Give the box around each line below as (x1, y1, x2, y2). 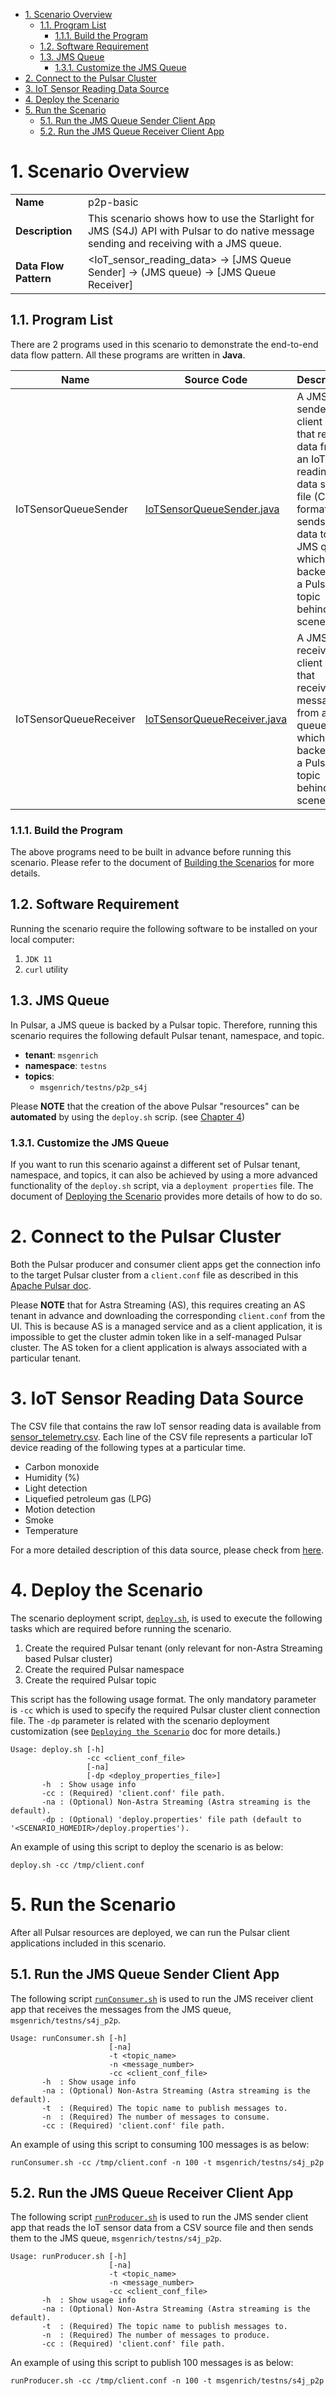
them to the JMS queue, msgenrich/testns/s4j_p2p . (10, 2232, 222, 2244)
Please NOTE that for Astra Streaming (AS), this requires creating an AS (10, 1299, 306, 1311)
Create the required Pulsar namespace (24, 1663, 185, 1675)
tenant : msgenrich (24, 1049, 99, 1061)
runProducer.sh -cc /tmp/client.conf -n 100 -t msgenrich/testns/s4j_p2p (10, 2376, 325, 2386)
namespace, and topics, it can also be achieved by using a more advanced (10, 1169, 318, 1181)
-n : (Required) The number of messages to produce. (41, 2330, 271, 2341)
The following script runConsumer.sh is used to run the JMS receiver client (10, 1992, 314, 2004)
